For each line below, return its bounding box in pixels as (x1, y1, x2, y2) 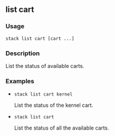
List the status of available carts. (5, 62, 85, 69)
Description (5, 49, 40, 57)
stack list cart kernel (14, 91, 73, 97)
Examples (5, 77, 35, 85)
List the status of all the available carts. (14, 124, 110, 131)
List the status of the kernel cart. (14, 102, 94, 109)
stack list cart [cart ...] (5, 35, 75, 42)
